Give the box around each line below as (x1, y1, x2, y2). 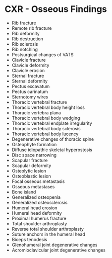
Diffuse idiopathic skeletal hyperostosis (11, 147, 93, 153)
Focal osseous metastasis (11, 178, 65, 184)
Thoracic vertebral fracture (11, 99, 67, 105)
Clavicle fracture (11, 57, 46, 63)
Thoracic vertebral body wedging (11, 115, 80, 121)
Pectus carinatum (11, 88, 48, 94)
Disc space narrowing (11, 152, 57, 158)
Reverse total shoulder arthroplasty (11, 226, 84, 232)
